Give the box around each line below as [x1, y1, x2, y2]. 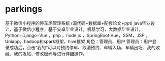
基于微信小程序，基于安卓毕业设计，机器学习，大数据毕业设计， [13, 26, 143, 32]
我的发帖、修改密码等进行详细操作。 [13, 50, 87, 57]
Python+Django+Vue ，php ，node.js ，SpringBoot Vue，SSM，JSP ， [5, 32, 150, 38]
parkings [5, 3, 43, 15]
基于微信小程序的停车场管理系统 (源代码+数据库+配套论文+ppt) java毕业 [5, 20, 151, 26]
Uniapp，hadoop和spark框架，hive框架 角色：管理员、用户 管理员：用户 [5, 38, 153, 44]
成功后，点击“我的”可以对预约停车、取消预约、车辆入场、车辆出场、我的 [9, 44, 156, 50]
